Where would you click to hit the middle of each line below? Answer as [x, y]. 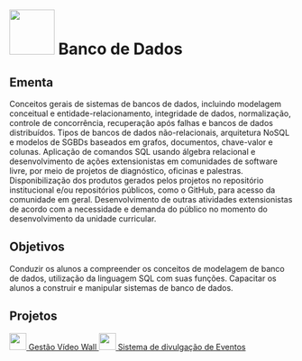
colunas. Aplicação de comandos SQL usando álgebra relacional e [133, 152]
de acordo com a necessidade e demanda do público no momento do [138, 209]
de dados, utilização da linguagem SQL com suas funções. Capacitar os [143, 278]
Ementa [32, 82]
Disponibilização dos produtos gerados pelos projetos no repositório [137, 180]
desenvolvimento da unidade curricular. [83, 219]
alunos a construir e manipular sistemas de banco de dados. [121, 287]
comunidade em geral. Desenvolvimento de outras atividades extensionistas [151, 199]
